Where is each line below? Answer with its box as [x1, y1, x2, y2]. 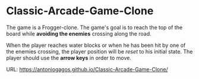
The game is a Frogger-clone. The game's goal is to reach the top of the [6, 24, 183, 31]
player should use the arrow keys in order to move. [6, 54, 132, 61]
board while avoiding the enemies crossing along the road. [6, 30, 151, 37]
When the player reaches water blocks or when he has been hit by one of [6, 42, 186, 49]
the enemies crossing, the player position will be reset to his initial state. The [6, 48, 193, 55]
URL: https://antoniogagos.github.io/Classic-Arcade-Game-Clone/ [6, 65, 168, 72]
